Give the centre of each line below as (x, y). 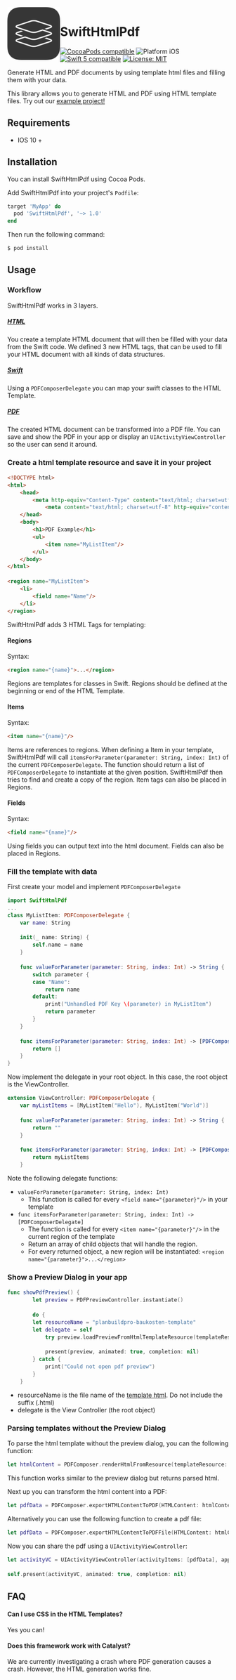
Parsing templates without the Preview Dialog (87, 1428)
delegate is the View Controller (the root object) (86, 1410)
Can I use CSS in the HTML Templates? (65, 1614)
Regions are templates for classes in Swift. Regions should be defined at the (117, 683)
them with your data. (37, 79)
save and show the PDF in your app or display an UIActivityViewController (117, 437)
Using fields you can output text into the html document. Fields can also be (116, 846)
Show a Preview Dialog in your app (67, 1277)
